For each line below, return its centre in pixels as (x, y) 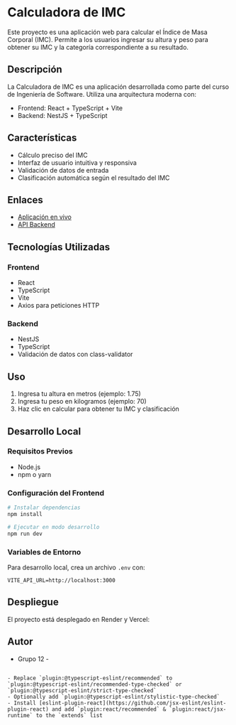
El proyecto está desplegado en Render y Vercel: (79, 619)
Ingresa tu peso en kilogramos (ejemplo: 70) (82, 402)
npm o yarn (34, 474)
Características (42, 138)
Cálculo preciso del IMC (52, 155)
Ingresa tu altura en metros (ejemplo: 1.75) (79, 394)
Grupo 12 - (33, 659)
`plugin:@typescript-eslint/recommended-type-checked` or (95, 684)
